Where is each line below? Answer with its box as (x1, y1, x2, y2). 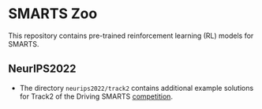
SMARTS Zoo (8, 5, 98, 23)
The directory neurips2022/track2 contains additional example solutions (19, 83, 254, 92)
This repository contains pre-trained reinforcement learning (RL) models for (8, 31, 254, 40)
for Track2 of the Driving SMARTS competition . (19, 92, 174, 101)
